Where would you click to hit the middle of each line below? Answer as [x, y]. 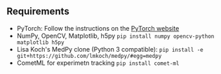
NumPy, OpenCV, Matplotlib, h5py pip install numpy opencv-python [115, 36]
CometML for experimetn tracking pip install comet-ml [98, 63]
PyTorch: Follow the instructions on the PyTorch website [98, 28]
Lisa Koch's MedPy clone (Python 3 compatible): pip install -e [110, 49]
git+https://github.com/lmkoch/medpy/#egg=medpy [89, 56]
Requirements [38, 12]
